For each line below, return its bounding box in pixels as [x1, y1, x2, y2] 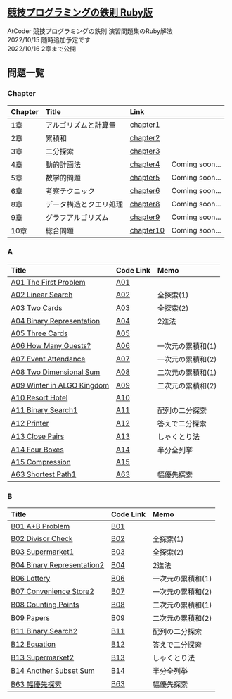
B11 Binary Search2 [11, 626, 78, 636]
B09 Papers [11, 613, 51, 623]
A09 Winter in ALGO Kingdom [11, 380, 110, 390]
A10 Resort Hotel [11, 392, 68, 402]
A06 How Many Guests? [11, 340, 91, 350]
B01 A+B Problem [11, 521, 70, 531]
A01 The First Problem [11, 277, 86, 287]
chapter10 [129, 225, 165, 235]
